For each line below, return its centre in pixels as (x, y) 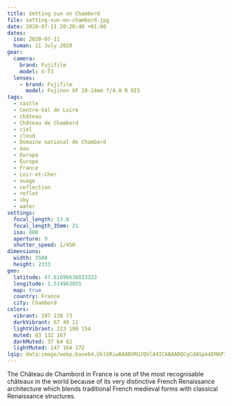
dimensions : (24, 252)
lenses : (25, 78)
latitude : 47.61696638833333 (55, 277)
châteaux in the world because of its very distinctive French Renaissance (111, 381)
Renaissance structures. (41, 396)
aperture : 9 (31, 239)
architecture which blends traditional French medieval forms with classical (113, 389)
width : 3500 (31, 258)
